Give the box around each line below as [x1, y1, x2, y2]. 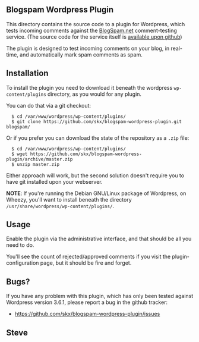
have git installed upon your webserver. [6, 178, 103, 185]
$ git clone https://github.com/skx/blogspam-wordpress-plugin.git [11, 118, 182, 124]
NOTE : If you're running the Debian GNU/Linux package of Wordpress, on [6, 190, 187, 197]
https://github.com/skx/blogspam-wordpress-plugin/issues [14, 310, 160, 318]
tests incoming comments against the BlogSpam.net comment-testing [6, 27, 177, 34]
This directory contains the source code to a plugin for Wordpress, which [6, 20, 185, 27]
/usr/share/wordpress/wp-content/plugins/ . [6, 202, 115, 209]
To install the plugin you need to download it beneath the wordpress [6, 84, 173, 91]
